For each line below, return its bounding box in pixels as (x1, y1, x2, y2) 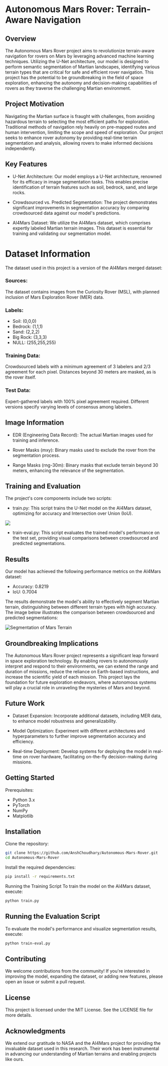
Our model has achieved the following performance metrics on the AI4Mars (5, 568, 161, 574)
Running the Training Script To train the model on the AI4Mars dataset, (5, 883, 151, 890)
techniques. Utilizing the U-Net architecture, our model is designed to (5, 58, 149, 64)
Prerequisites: (5, 787, 34, 793)
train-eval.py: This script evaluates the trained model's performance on (12, 529, 160, 536)
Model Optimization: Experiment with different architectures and (12, 728, 145, 734)
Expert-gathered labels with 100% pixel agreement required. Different (5, 398, 149, 404)
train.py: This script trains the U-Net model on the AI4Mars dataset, (12, 505, 152, 511)
